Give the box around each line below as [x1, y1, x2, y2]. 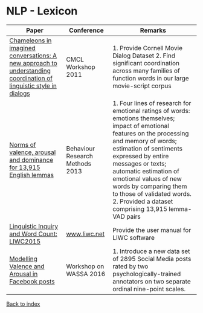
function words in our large [112, 74, 189, 82]
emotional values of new [112, 174, 182, 182]
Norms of [9, 140, 36, 149]
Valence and [9, 262, 45, 270]
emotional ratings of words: [112, 106, 190, 115]
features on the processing [112, 129, 189, 137]
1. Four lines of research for [112, 98, 192, 107]
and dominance [9, 155, 54, 164]
